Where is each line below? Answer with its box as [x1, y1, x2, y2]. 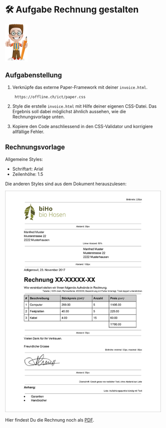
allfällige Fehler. [12, 129, 44, 135]
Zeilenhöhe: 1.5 [12, 171, 43, 177]
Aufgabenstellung [5, 71, 62, 79]
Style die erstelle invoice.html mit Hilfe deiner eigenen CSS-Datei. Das [12, 103, 157, 109]
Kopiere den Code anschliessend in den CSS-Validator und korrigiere [12, 123, 153, 129]
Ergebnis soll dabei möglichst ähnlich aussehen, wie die [12, 108, 126, 114]
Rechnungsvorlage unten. [12, 114, 65, 120]
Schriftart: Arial [12, 166, 43, 172]
